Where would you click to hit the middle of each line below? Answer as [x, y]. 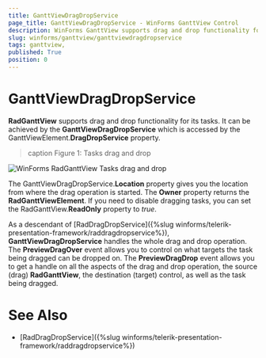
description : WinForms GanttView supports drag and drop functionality [129, 30]
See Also [38, 315]
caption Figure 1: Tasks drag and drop [89, 153]
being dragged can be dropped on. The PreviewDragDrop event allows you [131, 257]
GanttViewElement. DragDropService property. [84, 137]
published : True [35, 52]
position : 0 [28, 60]
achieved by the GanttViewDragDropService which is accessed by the [124, 129]
